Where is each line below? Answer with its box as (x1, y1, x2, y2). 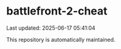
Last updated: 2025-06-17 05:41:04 (6, 24, 95, 31)
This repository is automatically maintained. (6, 36, 116, 43)
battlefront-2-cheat (6, 4, 108, 18)
